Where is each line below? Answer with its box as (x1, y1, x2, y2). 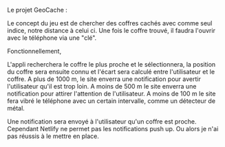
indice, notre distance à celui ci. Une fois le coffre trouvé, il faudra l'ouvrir (7, 27, 215, 34)
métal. (7, 104, 25, 112)
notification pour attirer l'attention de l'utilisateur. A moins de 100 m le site (7, 89, 216, 98)
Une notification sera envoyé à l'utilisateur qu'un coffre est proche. (7, 117, 197, 126)
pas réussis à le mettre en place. (7, 132, 100, 140)
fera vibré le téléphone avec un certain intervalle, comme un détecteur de (7, 97, 215, 105)
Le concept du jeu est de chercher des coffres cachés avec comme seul (7, 19, 213, 27)
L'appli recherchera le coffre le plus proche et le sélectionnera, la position (7, 60, 216, 68)
